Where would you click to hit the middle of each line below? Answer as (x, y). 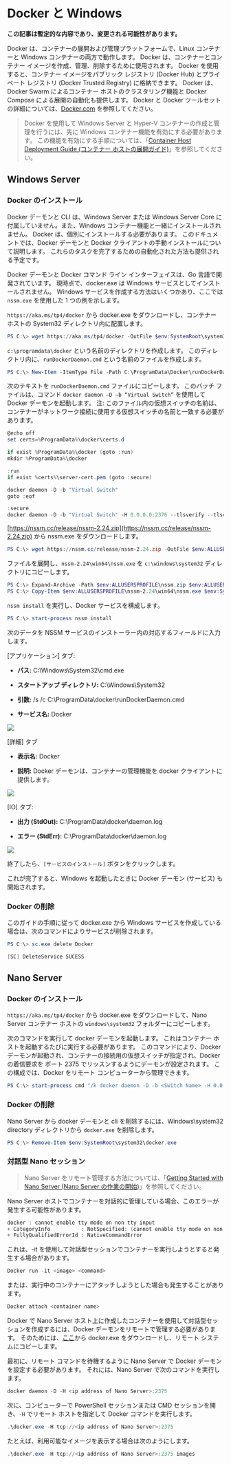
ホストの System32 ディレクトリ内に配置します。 (77, 323)
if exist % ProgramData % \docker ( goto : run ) (70, 452)
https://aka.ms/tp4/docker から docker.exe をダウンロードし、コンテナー (112, 315)
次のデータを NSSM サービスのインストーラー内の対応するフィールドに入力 (114, 632)
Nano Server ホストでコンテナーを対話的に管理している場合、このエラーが (113, 1201)
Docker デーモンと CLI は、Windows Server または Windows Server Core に (114, 217)
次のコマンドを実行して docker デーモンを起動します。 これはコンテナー (109, 1038)
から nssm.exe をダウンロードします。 (88, 536)
